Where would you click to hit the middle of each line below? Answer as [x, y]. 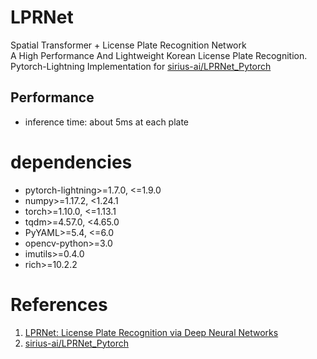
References [59, 304]
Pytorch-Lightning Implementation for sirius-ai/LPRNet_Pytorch [141, 66]
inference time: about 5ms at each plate [107, 122]
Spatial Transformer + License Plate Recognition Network [128, 45]
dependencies [71, 162]
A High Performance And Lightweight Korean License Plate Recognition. [159, 55]
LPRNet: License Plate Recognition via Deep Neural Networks [151, 332]
